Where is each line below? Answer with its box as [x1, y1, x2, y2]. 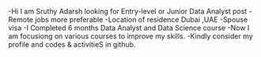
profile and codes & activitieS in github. [8, 40, 136, 49]
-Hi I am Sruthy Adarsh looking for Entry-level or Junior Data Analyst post [8, 7, 248, 16]
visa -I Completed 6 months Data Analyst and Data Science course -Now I [8, 23, 250, 32]
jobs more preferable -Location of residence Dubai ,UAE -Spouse [35, 15, 248, 24]
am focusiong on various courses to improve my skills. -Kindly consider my [8, 31, 253, 41]
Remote [8, 15, 34, 24]
